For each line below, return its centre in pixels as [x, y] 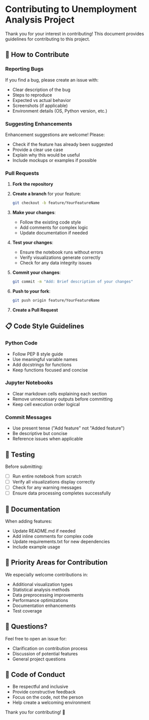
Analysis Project [40, 20]
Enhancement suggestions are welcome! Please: [55, 134]
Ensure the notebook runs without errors [62, 252]
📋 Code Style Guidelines [45, 326]
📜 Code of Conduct [35, 675]
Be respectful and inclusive [40, 686]
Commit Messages [28, 417]
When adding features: [29, 521]
